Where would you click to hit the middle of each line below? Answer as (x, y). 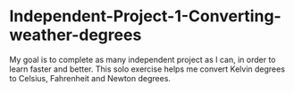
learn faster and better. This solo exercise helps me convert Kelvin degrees (147, 69)
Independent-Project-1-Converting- (145, 16)
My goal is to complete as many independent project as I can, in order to (143, 59)
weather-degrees (76, 35)
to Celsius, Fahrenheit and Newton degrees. (90, 78)
